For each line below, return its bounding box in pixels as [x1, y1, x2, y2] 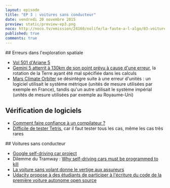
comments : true [5, 36, 37, 41]
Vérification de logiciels [5, 106, 82, 115]
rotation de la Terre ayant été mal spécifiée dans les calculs [12, 70, 137, 76]
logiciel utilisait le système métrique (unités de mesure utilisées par [12, 81, 153, 87]
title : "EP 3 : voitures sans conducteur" [5, 12, 96, 17]
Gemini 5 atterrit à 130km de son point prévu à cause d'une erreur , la [12, 64, 156, 71]
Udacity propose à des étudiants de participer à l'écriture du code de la [12, 172, 162, 178]
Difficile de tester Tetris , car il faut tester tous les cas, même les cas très [12, 125, 163, 131]
